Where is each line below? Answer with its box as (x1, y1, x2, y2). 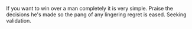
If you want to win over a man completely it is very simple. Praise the (6, 5, 173, 12)
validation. (6, 17, 31, 24)
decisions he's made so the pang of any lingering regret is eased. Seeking (6, 11, 187, 18)
